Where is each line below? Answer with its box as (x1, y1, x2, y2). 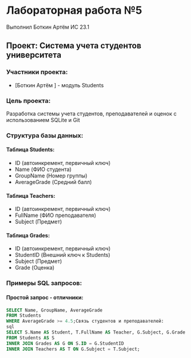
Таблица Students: (6, 146, 55, 153)
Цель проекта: (6, 96, 51, 105)
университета (6, 50, 61, 60)
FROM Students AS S (6, 335, 55, 341)
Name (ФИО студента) (14, 166, 72, 173)
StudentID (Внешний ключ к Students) (14, 252, 110, 259)
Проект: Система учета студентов (6, 41, 141, 51)
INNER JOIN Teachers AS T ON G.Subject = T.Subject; (6, 346, 140, 352)
